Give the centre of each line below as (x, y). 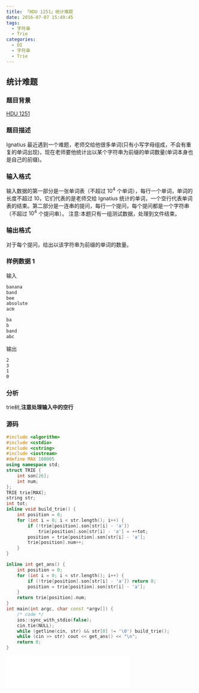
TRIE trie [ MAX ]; (26, 493)
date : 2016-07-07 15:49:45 (40, 17)
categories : (21, 39)
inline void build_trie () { (41, 509)
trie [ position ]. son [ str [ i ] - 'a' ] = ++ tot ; (93, 531)
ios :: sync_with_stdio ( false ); (55, 620)
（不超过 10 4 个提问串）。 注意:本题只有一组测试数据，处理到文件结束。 (93, 213)
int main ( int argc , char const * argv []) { (60, 609)
